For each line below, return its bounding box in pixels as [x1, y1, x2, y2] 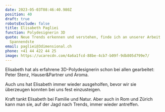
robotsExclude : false [5, 21, 50, 26]
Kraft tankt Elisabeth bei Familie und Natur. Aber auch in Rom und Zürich [5, 96, 153, 102]
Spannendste [9, 39, 35, 44]
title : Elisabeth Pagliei [5, 26, 58, 31]
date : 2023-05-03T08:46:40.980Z [5, 7, 72, 12]
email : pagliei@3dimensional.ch [5, 44, 72, 49]
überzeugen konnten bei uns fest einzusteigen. [5, 87, 102, 93]
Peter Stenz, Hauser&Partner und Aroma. [5, 72, 89, 78]
